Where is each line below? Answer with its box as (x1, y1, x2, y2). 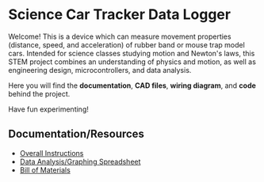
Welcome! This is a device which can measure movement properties (8, 32, 231, 41)
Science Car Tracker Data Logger (8, 6, 231, 24)
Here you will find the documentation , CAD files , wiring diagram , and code (8, 81, 256, 90)
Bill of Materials (19, 165, 71, 175)
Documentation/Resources (8, 127, 145, 141)
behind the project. (8, 89, 71, 98)
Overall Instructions (19, 148, 84, 157)
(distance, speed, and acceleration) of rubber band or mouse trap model (8, 40, 246, 49)
